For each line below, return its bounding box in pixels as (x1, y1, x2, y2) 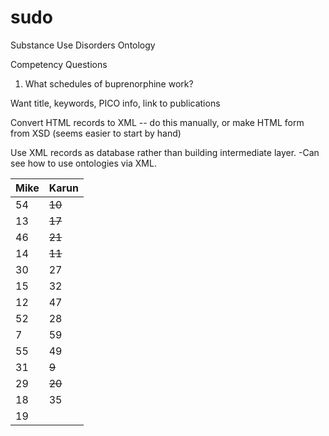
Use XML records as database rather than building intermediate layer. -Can (10, 146, 320, 158)
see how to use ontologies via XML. (10, 157, 157, 169)
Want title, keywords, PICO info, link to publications (10, 97, 221, 109)
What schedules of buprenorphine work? (24, 77, 194, 90)
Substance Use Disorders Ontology (10, 39, 156, 51)
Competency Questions (10, 58, 108, 70)
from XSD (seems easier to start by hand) (10, 127, 182, 139)
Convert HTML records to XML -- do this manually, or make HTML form (10, 116, 305, 128)
